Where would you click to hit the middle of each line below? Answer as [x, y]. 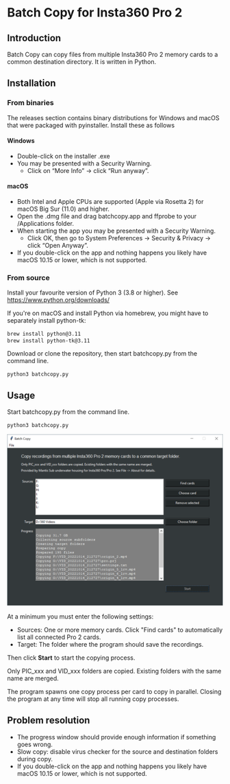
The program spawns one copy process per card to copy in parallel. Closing [114, 691]
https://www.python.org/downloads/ [59, 300]
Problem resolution [49, 720]
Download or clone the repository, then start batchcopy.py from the [102, 354]
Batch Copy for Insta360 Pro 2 [95, 13]
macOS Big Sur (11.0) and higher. [63, 209]
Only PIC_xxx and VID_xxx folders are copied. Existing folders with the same [114, 671]
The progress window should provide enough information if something [116, 737]
